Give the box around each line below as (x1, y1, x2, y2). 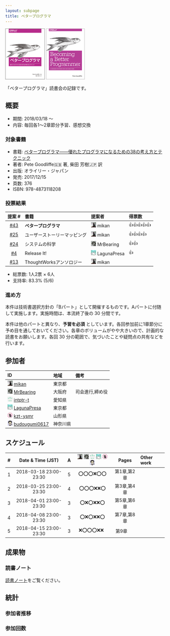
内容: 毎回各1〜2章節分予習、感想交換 (12, 122, 91, 128)
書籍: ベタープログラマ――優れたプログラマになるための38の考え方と (12, 148, 158, 154)
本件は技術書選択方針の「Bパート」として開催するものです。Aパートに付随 (5, 304, 161, 310)
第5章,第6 (114, 497, 136, 503)
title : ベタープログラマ (5, 13, 52, 19)
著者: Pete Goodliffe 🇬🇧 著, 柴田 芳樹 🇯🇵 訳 (12, 161, 103, 167)
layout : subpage (5, 8, 39, 13)
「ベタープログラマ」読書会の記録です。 (5, 85, 89, 91)
